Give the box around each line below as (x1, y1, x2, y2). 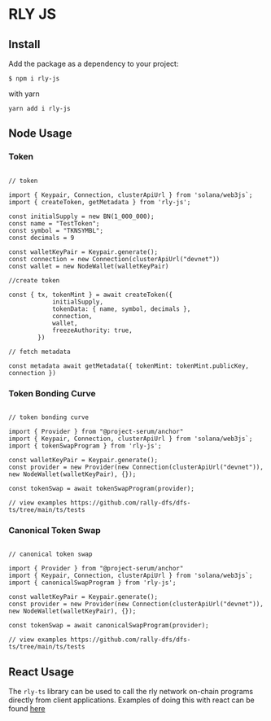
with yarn (8, 89, 41, 98)
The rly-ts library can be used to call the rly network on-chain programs (8, 687, 254, 697)
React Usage (8, 665, 75, 679)
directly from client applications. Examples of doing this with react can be (8, 695, 255, 705)
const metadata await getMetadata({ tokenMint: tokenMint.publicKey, (8, 361, 250, 370)
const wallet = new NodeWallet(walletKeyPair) (8, 262, 169, 270)
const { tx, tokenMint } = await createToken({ (8, 291, 173, 299)
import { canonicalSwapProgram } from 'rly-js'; (8, 579, 177, 587)
